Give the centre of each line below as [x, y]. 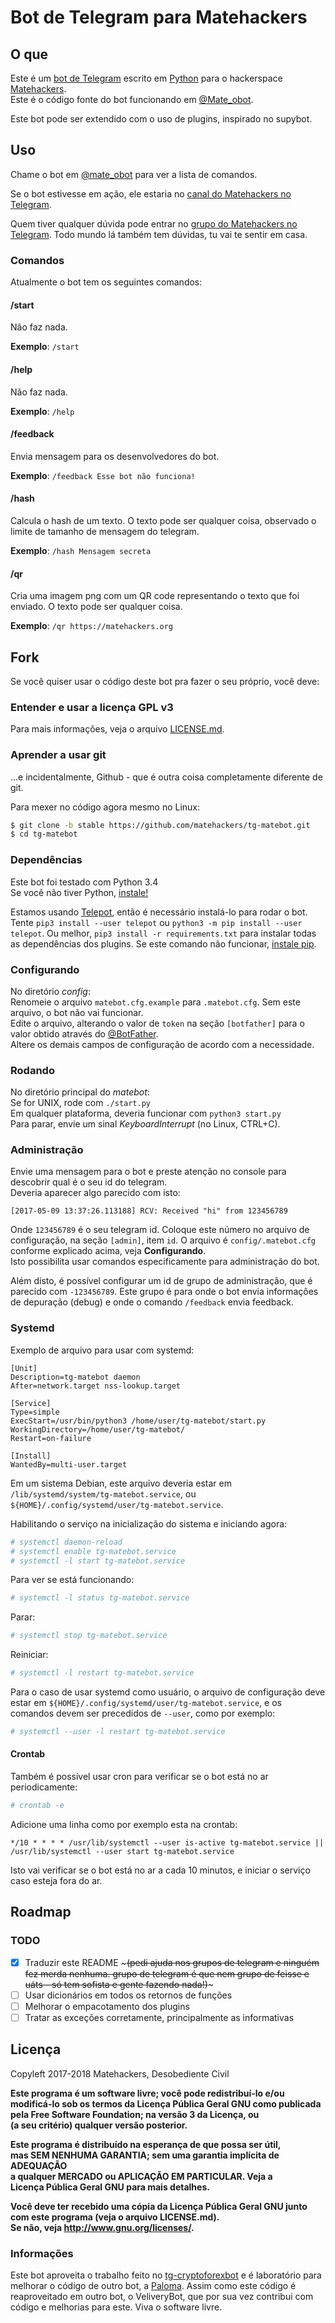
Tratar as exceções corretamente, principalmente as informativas [159, 2017]
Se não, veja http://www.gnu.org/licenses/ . [102, 2227]
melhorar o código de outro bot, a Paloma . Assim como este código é [153, 2286]
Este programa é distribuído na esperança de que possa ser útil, [146, 2144]
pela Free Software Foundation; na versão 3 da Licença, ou [135, 2114]
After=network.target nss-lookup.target [96, 1386]
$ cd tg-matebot [44, 834]
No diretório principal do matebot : [80, 1092]
